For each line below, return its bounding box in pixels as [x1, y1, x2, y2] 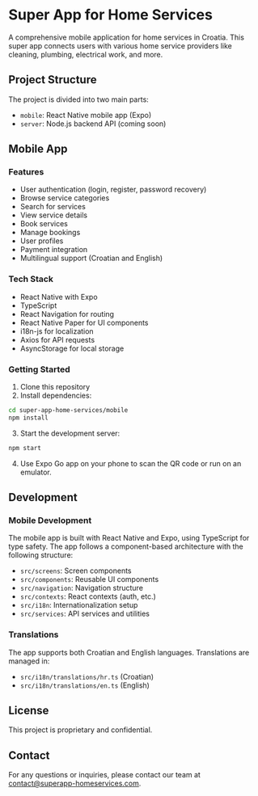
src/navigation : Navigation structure [19, 583, 144, 593]
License [8, 704, 49, 718]
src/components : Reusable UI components [19, 575, 159, 584]
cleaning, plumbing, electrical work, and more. [8, 49, 163, 59]
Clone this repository [19, 382, 91, 392]
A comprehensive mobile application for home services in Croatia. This [8, 32, 245, 42]
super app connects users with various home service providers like [8, 40, 233, 50]
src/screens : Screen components [19, 566, 132, 575]
